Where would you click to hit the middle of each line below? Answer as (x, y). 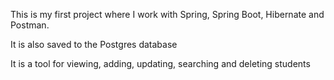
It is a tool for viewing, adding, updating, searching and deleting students (160, 63)
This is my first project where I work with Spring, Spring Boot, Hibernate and (167, 14)
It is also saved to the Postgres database (94, 44)
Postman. (30, 25)
